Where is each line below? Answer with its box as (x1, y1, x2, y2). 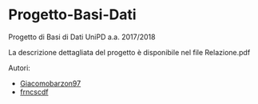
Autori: (8, 62, 30, 73)
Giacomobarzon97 (19, 78, 81, 88)
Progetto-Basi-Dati (8, 6, 137, 24)
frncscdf (19, 86, 49, 97)
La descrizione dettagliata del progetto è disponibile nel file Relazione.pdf (8, 47, 251, 57)
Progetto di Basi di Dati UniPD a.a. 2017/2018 (8, 32, 156, 42)
